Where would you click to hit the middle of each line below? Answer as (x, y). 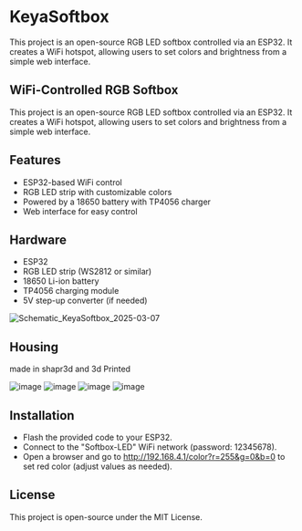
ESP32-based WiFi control (73, 182)
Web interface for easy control (80, 211)
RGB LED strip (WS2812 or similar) (87, 272)
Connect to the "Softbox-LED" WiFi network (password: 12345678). (150, 447)
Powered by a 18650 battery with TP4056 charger (117, 202)
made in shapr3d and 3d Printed (70, 369)
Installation (42, 416)
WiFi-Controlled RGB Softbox (94, 90)
